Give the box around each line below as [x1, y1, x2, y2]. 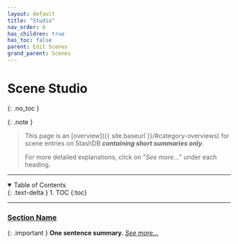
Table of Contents [13, 180, 66, 189]
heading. [24, 160, 51, 169]
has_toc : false [7, 37, 52, 44]
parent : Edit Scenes [7, 43, 69, 50]
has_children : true [7, 30, 65, 38]
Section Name [7, 212, 57, 222]
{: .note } [7, 118, 33, 126]
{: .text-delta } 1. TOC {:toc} [7, 188, 87, 196]
